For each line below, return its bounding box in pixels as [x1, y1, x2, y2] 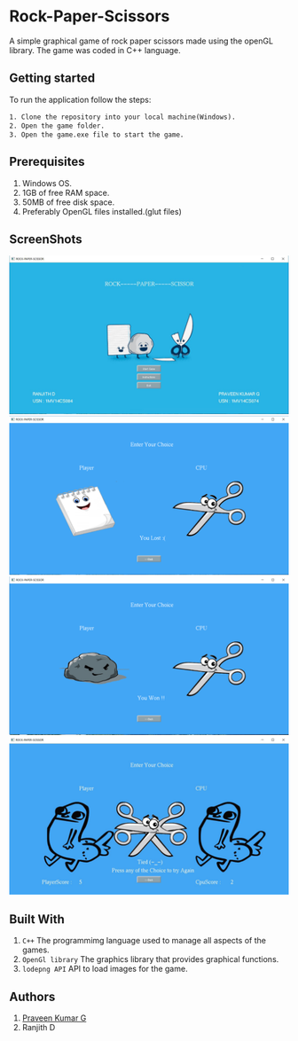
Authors [9, 989, 56, 1004]
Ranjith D [21, 1022, 56, 1033]
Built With [9, 912, 65, 927]
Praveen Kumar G [21, 1013, 87, 1023]
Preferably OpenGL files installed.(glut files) [21, 206, 182, 216]
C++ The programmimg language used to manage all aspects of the [21, 935, 266, 946]
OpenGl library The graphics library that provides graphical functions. [21, 954, 279, 965]
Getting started [9, 71, 96, 86]
